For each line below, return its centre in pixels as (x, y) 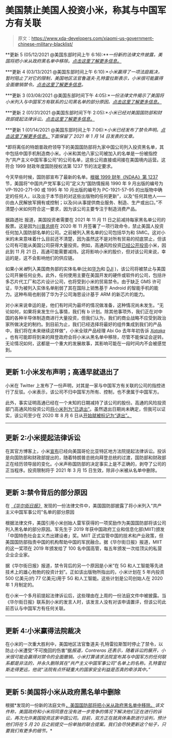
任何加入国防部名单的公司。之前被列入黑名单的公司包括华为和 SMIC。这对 (83, 232)
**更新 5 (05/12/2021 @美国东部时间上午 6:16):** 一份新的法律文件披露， (82, 55)
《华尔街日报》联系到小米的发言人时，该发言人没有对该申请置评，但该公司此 (86, 602)
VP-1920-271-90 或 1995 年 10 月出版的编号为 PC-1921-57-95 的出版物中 (82, 190)
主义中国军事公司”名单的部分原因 (40, 512)
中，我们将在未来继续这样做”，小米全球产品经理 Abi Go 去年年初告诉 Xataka (85, 330)
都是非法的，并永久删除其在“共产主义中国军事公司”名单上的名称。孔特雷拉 (88, 663)
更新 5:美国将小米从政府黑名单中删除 (63, 692)
